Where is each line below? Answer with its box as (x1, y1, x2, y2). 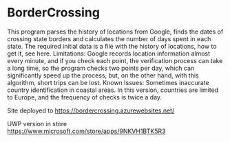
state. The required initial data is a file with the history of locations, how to (7, 42, 217, 50)
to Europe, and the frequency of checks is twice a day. (7, 93, 163, 101)
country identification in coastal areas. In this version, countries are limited (7, 86, 219, 94)
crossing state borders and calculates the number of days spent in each (7, 34, 211, 43)
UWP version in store (7, 119, 67, 128)
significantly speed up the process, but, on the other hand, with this (7, 71, 199, 80)
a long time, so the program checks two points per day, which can (7, 64, 195, 72)
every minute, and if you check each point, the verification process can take (7, 56, 223, 64)
